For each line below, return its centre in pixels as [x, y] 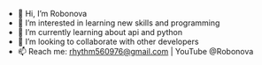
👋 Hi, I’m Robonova [52, 14]
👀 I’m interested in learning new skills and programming [119, 23]
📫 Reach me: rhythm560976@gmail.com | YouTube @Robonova [135, 51]
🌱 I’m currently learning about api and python [100, 32]
